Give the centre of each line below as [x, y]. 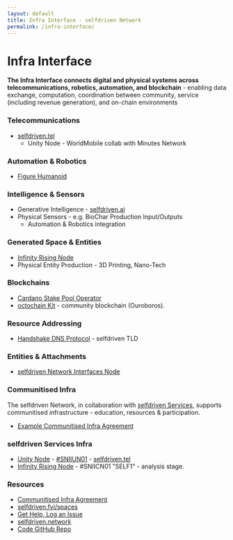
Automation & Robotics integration [77, 224]
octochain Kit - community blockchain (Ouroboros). [91, 305]
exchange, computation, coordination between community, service [103, 95]
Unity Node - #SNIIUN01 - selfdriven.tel [74, 459]
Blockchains [29, 283]
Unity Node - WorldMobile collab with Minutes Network [107, 143]
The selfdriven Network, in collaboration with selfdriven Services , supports [114, 405]
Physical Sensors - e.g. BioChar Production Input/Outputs [100, 217]
